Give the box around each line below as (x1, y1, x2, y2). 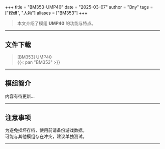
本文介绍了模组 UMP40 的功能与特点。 (17, 21, 96, 26)
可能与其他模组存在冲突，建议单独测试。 (5, 133, 87, 139)
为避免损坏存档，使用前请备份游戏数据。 (5, 127, 87, 133)
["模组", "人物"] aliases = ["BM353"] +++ (5, 10, 88, 16)
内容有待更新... (5, 93, 35, 99)
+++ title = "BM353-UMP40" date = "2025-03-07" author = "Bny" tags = (5, 4, 153, 10)
